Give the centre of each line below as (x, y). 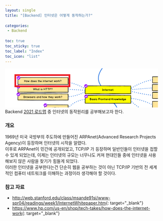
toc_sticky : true (23, 46)
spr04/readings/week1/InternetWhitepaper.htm (59, 203)
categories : (17, 26)
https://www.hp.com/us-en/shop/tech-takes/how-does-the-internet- (81, 208)
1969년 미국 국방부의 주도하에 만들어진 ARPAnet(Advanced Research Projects (81, 137)
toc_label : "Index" (25, 51)
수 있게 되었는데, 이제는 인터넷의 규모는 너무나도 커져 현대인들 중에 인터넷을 (76, 155)
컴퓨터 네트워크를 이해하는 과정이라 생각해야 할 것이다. (65, 173)
